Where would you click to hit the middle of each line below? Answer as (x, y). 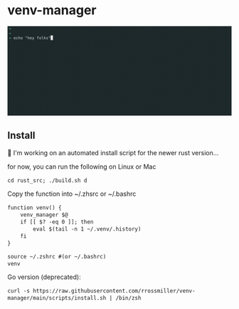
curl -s (19, 290)
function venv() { (34, 208)
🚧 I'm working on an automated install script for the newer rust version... (113, 152)
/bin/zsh (128, 298)
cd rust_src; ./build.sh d (47, 180)
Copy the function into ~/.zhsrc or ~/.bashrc (72, 194)
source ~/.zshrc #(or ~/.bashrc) (57, 256)
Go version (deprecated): (44, 277)
